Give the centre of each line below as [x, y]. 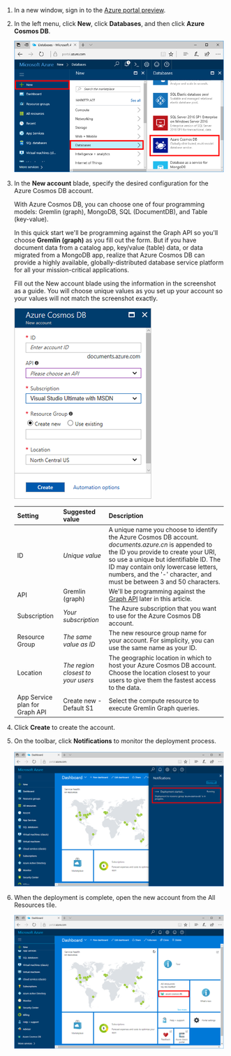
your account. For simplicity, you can [162, 640]
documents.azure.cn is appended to [161, 544]
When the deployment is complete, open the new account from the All [114, 897]
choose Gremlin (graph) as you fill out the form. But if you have [105, 240]
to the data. [125, 687]
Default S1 [79, 708]
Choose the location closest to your [159, 673]
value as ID [79, 644]
